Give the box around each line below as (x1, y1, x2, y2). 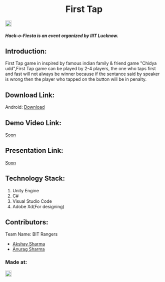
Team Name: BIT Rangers (5, 231, 58, 237)
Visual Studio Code (12, 198, 52, 204)
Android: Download (5, 104, 45, 110)
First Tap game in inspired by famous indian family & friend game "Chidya (5, 60, 157, 66)
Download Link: (5, 91, 55, 99)
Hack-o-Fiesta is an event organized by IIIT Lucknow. (5, 33, 118, 39)
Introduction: (5, 47, 47, 56)
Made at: (5, 259, 27, 266)
